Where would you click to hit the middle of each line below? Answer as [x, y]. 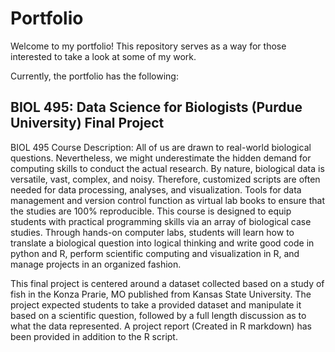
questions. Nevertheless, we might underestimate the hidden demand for [161, 158]
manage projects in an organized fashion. [96, 264]
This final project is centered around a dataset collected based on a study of [167, 283]
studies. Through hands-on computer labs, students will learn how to [152, 232]
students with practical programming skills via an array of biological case [161, 221]
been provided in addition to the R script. [94, 336]
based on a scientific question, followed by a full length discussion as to [158, 315]
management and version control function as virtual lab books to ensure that [168, 200]
